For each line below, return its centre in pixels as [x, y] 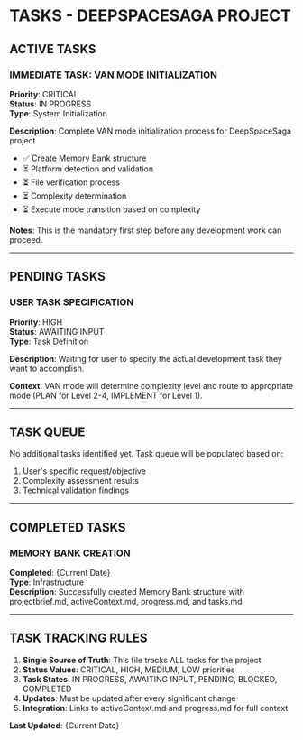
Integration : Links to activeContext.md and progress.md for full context [155, 708]
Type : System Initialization [59, 113]
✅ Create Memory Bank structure [84, 158]
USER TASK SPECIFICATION [72, 302]
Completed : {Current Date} [60, 573]
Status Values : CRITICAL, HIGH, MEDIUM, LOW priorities [129, 670]
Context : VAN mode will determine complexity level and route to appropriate [151, 385]
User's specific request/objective [84, 471]
